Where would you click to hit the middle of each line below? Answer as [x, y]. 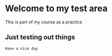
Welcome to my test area [56, 9]
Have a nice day [21, 48]
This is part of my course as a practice [44, 22]
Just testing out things [40, 37]
